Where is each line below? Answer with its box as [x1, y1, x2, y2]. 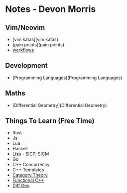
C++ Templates [12, 167, 44, 173]
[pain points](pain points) [12, 42, 65, 48]
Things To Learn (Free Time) [5, 117, 95, 125]
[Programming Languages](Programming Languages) [12, 75, 123, 81]
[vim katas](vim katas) [12, 36, 59, 42]
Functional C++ [12, 178, 44, 184]
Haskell [12, 146, 28, 152]
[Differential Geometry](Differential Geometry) [12, 102, 107, 108]
